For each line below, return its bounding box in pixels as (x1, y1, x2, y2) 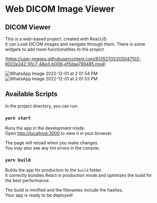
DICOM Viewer (5, 23, 51, 31)
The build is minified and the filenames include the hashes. (5, 187, 123, 193)
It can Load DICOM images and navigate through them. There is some (5, 41, 145, 47)
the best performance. (5, 178, 50, 183)
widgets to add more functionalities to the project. (5, 47, 105, 52)
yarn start (5, 115, 31, 121)
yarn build (5, 157, 31, 163)
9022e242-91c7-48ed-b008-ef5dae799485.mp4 (5, 61, 104, 67)
